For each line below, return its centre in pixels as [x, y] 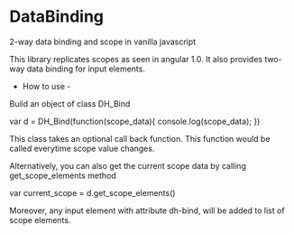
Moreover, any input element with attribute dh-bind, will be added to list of [147, 211]
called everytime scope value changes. [82, 148]
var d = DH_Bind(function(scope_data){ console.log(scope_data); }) [135, 121]
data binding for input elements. [86, 69]
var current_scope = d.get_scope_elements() [92, 192]
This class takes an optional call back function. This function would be [140, 138]
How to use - [46, 86]
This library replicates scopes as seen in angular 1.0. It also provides [136, 59]
